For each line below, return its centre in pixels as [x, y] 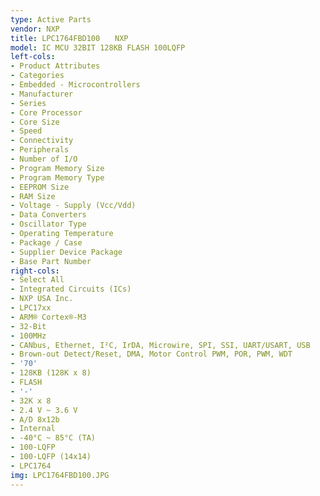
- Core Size [35, 122]
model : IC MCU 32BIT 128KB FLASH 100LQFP [98, 47]
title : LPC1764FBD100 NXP [69, 38]
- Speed [26, 131]
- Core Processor [46, 112]
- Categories [37, 76]
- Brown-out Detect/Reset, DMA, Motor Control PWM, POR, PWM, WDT [151, 354]
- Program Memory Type [57, 177]
